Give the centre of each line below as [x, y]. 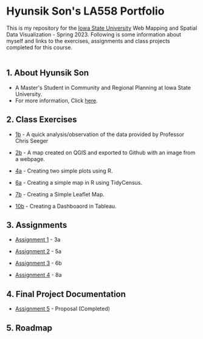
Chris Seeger [32, 140]
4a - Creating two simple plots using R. [64, 171]
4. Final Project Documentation [66, 294]
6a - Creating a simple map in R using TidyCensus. [79, 182]
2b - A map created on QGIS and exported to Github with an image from [105, 152]
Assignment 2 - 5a [38, 252]
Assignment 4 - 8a [38, 275]
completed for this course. [40, 47]
